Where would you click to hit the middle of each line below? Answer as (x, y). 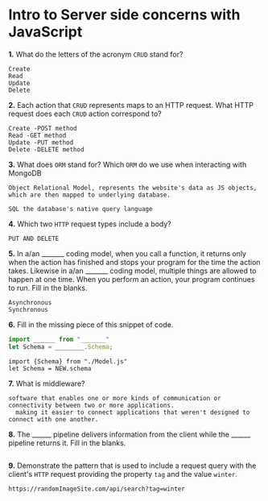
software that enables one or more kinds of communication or (115, 398)
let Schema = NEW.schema (50, 368)
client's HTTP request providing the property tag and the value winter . (123, 474)
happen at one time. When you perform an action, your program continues (132, 279)
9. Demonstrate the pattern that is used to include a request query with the (132, 466)
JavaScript (45, 32)
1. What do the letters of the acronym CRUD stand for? (96, 54)
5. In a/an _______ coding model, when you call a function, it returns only (128, 253)
